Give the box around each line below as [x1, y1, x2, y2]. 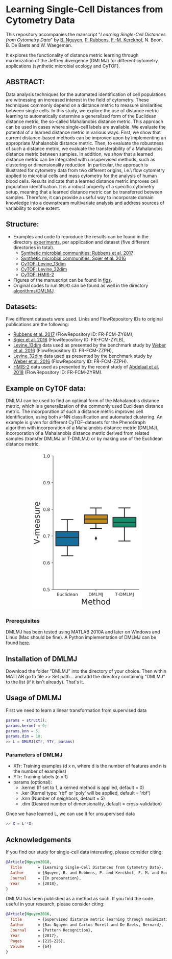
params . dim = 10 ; [6, 734, 43, 739]
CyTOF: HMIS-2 [20, 272, 55, 278]
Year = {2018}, [10, 881, 59, 886]
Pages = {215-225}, [10, 938, 66, 944]
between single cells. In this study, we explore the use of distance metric [6, 107, 159, 113]
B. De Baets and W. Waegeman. [6, 42, 72, 48]
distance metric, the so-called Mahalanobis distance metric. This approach [6, 118, 164, 125]
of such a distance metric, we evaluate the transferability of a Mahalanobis [6, 145, 163, 152]
